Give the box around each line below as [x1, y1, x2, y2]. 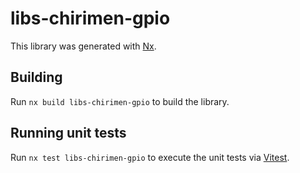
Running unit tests [10, 125, 127, 142]
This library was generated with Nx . [10, 40, 157, 52]
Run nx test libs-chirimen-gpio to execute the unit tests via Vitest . [10, 151, 290, 163]
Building [10, 69, 63, 86]
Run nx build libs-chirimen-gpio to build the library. [10, 95, 230, 107]
